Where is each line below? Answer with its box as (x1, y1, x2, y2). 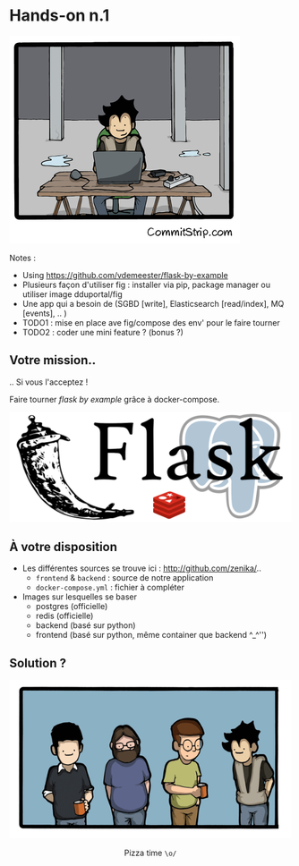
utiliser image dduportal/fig (21, 288, 123, 300)
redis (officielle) (35, 610, 94, 622)
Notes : (9, 252, 36, 263)
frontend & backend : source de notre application (35, 573, 214, 583)
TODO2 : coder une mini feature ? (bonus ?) (21, 327, 184, 337)
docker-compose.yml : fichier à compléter (35, 582, 185, 593)
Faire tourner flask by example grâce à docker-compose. (9, 394, 220, 404)
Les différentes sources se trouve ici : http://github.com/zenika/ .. (21, 563, 261, 573)
